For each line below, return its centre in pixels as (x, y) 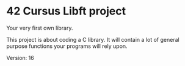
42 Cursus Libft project (66, 11)
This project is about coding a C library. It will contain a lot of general (93, 39)
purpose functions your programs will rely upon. (67, 46)
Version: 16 (20, 58)
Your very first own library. (40, 28)
